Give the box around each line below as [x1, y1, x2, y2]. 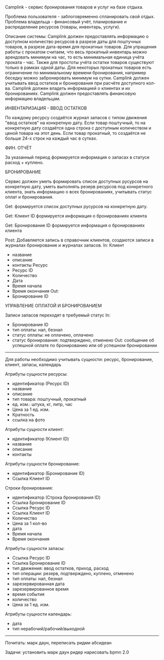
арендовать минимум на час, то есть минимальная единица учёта [5, 54, 144, 60]
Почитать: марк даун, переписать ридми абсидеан [5, 640, 112, 645]
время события [12, 591, 45, 597]
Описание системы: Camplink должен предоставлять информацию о [5, 34, 149, 39]
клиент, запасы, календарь [5, 362, 61, 367]
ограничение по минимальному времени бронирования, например [5, 70, 146, 75]
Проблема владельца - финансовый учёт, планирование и [5, 19, 127, 24]
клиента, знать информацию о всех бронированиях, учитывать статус [5, 189, 152, 194]
